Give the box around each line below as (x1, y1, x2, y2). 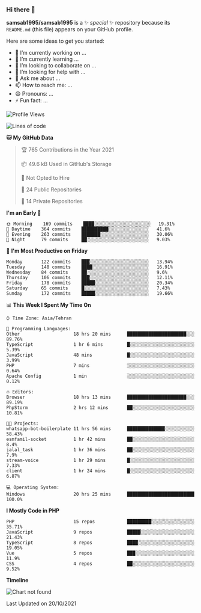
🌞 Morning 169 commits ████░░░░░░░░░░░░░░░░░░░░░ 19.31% (6, 221, 175, 227)
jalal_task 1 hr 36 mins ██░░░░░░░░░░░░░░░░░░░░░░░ (6, 447, 195, 453)
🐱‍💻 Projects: (6, 420, 39, 427)
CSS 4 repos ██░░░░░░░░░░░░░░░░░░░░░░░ (6, 561, 195, 567)
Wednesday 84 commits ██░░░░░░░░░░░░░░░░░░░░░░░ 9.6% (6, 270, 168, 276)
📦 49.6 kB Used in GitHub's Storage (20, 161, 112, 168)
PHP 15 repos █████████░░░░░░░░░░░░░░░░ (6, 519, 195, 525)
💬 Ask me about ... (14, 75, 61, 82)
